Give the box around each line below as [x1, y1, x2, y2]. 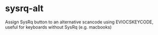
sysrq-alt [5, 3, 44, 14]
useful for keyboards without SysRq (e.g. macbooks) [5, 24, 112, 30]
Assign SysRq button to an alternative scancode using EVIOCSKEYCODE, [5, 19, 154, 25]
